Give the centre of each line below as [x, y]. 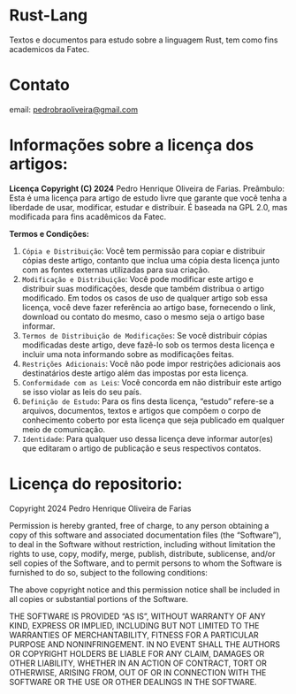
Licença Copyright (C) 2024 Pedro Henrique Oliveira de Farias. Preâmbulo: [147, 188]
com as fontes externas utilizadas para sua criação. [116, 270]
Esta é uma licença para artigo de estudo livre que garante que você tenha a [148, 198]
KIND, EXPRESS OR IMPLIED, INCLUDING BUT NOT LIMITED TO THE [134, 625]
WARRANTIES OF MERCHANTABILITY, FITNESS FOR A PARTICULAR [134, 635]
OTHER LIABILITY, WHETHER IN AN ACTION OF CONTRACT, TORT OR [138, 663]
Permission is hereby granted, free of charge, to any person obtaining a [139, 525]
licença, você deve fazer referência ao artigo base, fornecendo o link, [148, 307]
